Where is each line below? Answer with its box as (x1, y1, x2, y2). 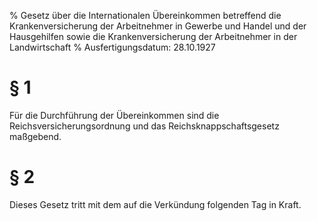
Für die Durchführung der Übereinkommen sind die (9, 109, 220, 121)
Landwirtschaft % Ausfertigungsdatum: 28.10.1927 (9, 41, 216, 53)
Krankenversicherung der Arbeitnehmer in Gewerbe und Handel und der (9, 20, 307, 32)
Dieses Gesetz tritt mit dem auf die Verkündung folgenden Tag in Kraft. (9, 198, 302, 210)
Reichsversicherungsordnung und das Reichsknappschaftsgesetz (9, 120, 280, 132)
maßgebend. (9, 130, 62, 142)
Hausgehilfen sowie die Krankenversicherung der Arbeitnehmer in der (9, 31, 298, 42)
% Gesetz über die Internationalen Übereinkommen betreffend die (9, 10, 282, 21)
